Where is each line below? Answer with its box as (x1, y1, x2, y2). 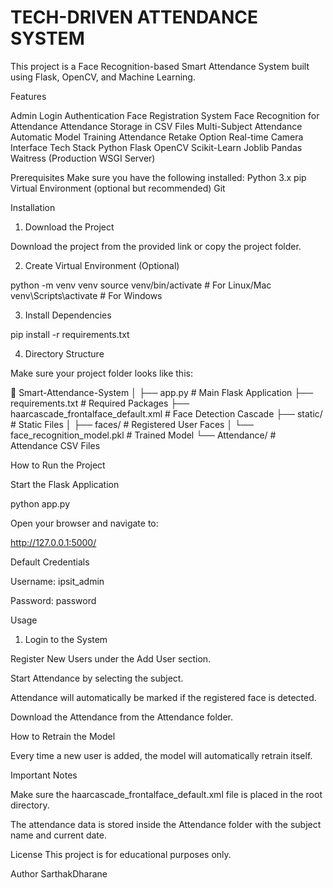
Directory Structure (24, 347, 105, 360)
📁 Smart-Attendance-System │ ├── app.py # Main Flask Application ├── (10, 386, 314, 398)
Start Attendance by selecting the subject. (10, 672, 184, 684)
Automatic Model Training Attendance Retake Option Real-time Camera (10, 131, 304, 143)
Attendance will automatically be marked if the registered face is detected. (10, 691, 317, 703)
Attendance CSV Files (10, 439, 101, 451)
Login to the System (24, 633, 108, 645)
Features (10, 90, 47, 102)
